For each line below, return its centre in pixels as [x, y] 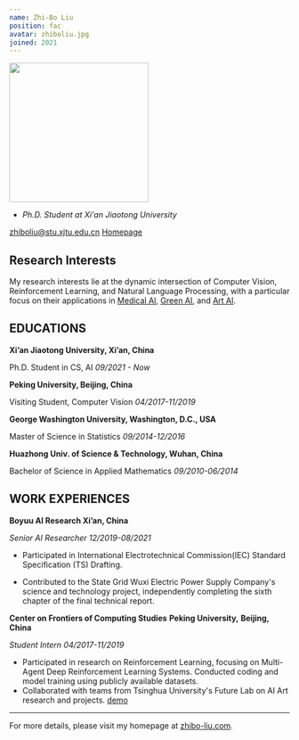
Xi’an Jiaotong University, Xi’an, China [82, 349]
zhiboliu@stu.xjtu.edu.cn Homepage [76, 232]
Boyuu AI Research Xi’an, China [69, 520]
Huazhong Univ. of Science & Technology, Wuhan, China [116, 453]
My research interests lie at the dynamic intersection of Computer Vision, [143, 282]
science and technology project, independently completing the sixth [147, 591]
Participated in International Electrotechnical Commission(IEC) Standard [154, 555]
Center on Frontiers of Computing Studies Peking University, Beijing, [139, 618]
